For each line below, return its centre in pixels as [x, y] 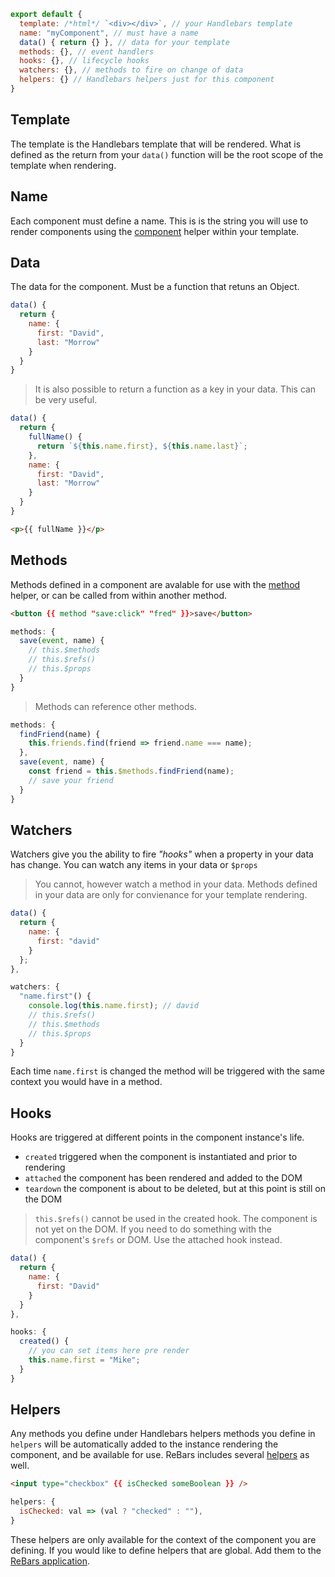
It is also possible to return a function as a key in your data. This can [175, 389]
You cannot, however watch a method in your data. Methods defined [176, 884]
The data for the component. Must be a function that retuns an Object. [155, 287]
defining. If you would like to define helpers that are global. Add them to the [166, 1550]
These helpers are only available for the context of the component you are [163, 1539]
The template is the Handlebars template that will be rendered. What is [156, 144]
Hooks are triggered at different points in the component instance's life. [157, 1137]
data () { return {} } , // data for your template [124, 42]
